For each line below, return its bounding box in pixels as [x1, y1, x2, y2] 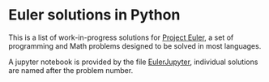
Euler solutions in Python [8, 6, 181, 24]
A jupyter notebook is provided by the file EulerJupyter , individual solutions [8, 57, 258, 67]
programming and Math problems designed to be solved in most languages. [8, 41, 262, 50]
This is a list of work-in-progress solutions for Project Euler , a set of [8, 32, 234, 42]
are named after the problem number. [8, 65, 134, 75]
